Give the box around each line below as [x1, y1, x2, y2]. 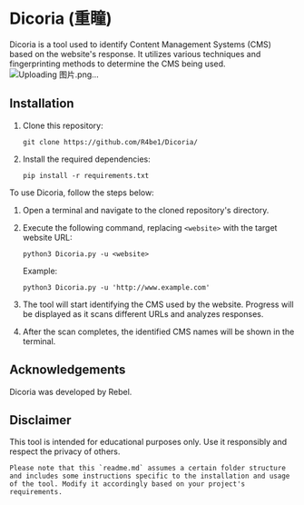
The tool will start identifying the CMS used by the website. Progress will [22, 299, 294, 310]
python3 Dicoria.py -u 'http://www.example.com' [22, 282, 211, 292]
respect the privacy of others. [9, 446, 121, 457]
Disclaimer [9, 412, 72, 428]
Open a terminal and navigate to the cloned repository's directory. [22, 204, 270, 215]
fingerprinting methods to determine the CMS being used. [9, 58, 226, 69]
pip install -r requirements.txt [22, 171, 150, 180]
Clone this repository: [22, 120, 103, 131]
